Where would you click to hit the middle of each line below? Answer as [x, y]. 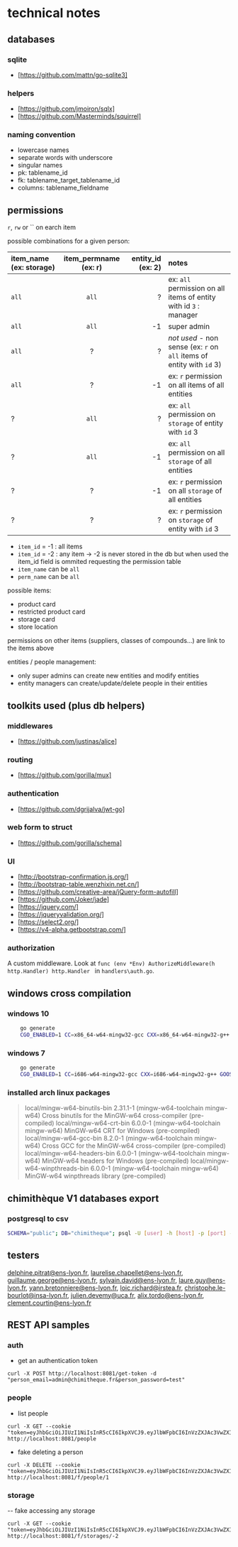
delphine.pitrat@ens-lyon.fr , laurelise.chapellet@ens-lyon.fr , [95, 1272]
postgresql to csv [38, 1218]
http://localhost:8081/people [52, 1439]
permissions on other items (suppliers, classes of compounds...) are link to [116, 641]
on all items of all [196, 385]
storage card [36, 619]
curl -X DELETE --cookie [44, 1465]
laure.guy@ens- [202, 1280]
